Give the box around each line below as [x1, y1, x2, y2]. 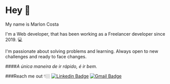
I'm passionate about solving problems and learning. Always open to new [5, 48, 158, 54]
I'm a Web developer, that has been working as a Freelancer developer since [5, 31, 165, 37]
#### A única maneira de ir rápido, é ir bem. [5, 63, 97, 69]
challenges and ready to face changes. [5, 53, 87, 59]
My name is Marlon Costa [5, 21, 59, 27]
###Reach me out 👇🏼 [5, 73, 51, 79]
